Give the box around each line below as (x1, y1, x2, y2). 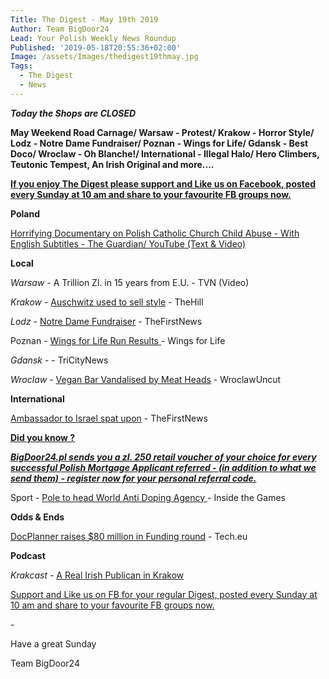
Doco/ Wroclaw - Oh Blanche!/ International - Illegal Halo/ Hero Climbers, (10, 147, 320, 160)
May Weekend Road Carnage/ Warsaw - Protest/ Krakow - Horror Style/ (10, 126, 315, 138)
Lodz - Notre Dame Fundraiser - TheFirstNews (10, 315, 203, 327)
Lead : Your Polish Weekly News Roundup (10, 33, 177, 43)
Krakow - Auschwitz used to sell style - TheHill (10, 296, 204, 308)
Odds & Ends (10, 511, 65, 523)
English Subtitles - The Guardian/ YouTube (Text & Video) (10, 237, 247, 250)
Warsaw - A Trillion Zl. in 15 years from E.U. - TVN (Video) (10, 276, 250, 288)
